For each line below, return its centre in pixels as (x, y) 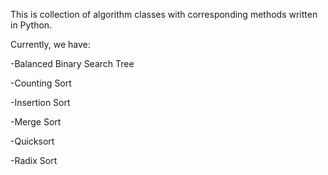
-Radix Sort (34, 160)
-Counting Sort (41, 83)
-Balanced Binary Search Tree (72, 63)
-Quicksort (32, 141)
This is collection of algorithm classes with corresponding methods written (164, 14)
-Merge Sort (36, 122)
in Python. (31, 25)
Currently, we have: (50, 44)
